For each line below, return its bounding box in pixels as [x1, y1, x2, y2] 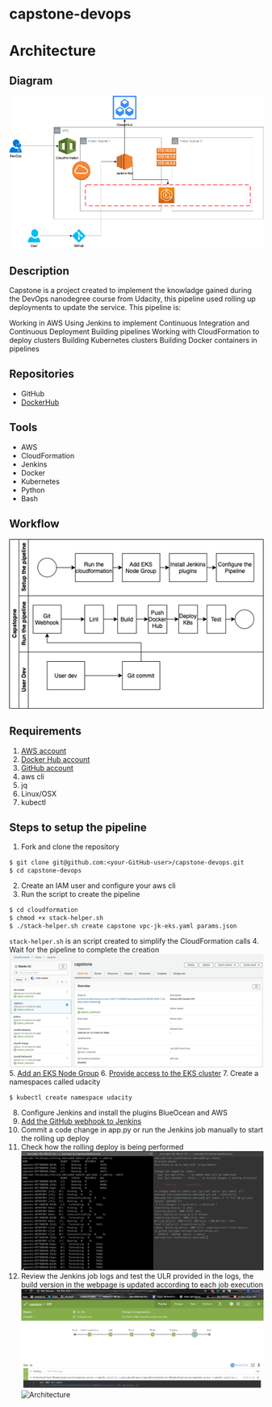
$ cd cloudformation [9, 906, 79, 915]
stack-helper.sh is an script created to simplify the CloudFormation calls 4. [9, 936, 259, 946]
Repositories [9, 367, 75, 381]
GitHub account [20, 763, 73, 773]
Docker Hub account [20, 754, 90, 764]
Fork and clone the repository [20, 842, 119, 852]
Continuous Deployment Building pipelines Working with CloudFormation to [9, 327, 260, 337]
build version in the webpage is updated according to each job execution [20, 1279, 263, 1289]
